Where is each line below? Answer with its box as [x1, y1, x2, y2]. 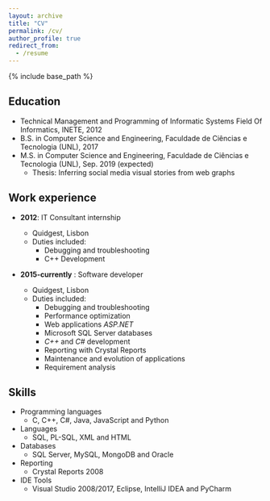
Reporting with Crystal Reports [44, 344, 147, 355]
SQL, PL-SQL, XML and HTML [31, 432, 131, 442]
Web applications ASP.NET [44, 319, 135, 329]
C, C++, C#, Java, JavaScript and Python [31, 415, 169, 425]
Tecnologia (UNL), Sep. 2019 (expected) [19, 159, 155, 169]
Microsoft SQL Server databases [44, 328, 153, 337]
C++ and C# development [44, 336, 131, 346]
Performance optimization [44, 311, 131, 320]
